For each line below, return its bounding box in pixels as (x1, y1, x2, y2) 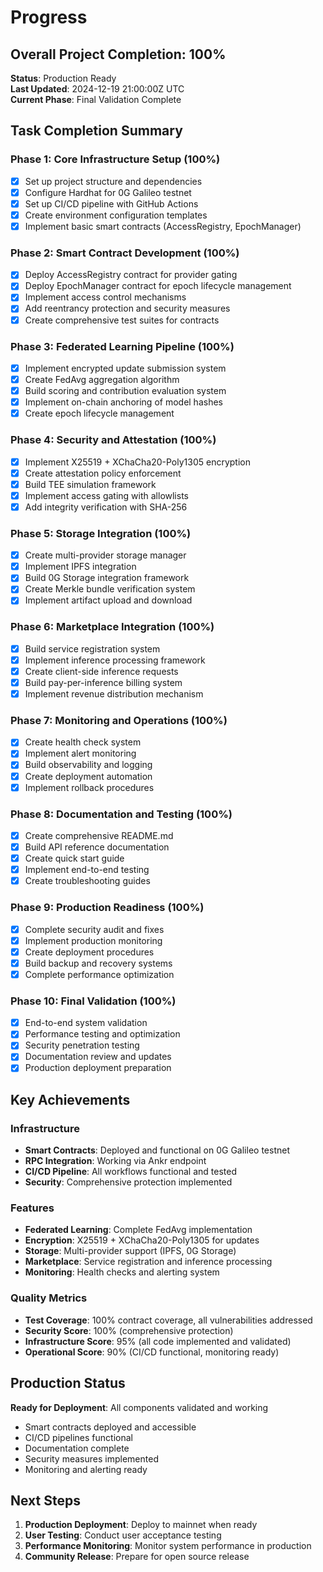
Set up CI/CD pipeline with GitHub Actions (24, 197, 199, 210)
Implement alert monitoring (24, 747, 137, 760)
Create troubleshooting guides (24, 875, 151, 887)
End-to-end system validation (24, 1017, 148, 1029)
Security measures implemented (24, 1452, 159, 1465)
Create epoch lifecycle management (24, 407, 175, 420)
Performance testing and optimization (24, 1028, 181, 1040)
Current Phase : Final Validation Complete (10, 94, 182, 105)
